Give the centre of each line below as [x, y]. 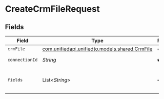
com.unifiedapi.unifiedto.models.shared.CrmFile [97, 49]
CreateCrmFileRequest [52, 9]
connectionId [23, 60]
